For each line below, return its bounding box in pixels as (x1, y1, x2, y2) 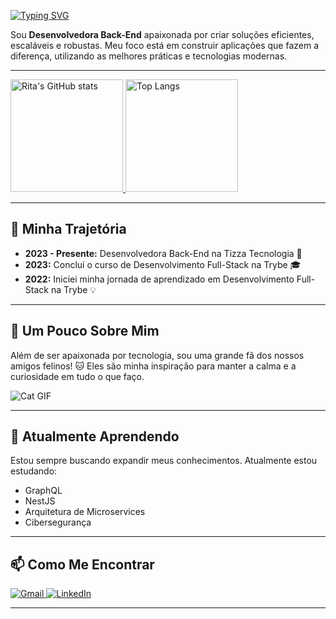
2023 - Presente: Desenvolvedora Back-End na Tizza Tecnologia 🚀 (24, 247, 303, 259)
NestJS (24, 495, 56, 507)
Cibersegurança (24, 516, 92, 529)
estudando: (10, 465, 58, 477)
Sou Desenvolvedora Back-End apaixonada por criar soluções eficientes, (10, 29, 315, 40)
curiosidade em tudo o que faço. (10, 370, 145, 382)
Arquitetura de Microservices (24, 506, 146, 518)
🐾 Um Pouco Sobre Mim (10, 323, 160, 340)
